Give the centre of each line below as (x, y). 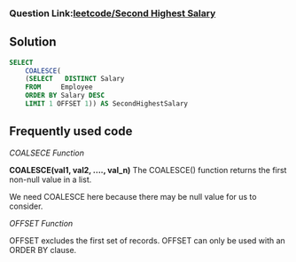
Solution (33, 42)
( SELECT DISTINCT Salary (75, 79)
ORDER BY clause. (43, 250)
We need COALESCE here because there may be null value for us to (133, 196)
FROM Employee (59, 87)
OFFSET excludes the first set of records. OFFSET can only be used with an (147, 240)
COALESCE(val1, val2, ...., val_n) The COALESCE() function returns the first (148, 170)
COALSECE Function (47, 153)
